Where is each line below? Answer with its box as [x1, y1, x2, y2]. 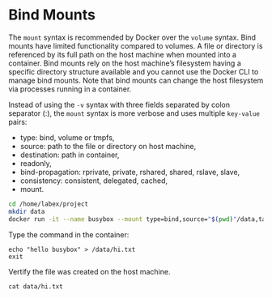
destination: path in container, [19, 150, 120, 160]
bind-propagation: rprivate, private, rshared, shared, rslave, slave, [19, 167, 240, 177]
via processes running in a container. [8, 83, 132, 94]
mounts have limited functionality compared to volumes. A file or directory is [8, 40, 263, 50]
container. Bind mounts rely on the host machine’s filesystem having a [8, 58, 241, 68]
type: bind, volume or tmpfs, [19, 132, 115, 143]
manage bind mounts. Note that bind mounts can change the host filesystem [8, 75, 264, 85]
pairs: [8, 117, 28, 126]
